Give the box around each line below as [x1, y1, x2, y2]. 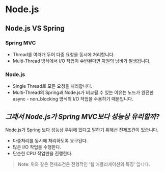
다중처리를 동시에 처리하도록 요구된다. [12, 137, 88, 143]
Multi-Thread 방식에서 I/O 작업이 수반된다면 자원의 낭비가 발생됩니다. [12, 58, 151, 64]
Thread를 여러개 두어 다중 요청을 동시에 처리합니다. [12, 51, 115, 57]
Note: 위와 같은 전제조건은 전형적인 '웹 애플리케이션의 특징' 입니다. [17, 161, 150, 167]
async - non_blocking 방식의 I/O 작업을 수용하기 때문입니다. [12, 96, 134, 102]
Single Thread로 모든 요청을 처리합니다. [12, 83, 93, 89]
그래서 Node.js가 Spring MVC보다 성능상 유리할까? [5, 112, 160, 121]
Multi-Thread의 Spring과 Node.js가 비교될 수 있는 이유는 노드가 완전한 [12, 89, 154, 95]
